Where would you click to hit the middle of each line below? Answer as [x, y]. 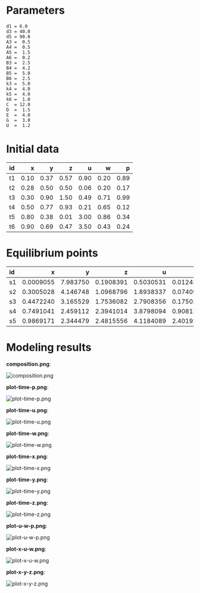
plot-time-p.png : [27, 387]
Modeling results [49, 347]
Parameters [36, 10]
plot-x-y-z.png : [26, 572]
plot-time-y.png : [27, 479]
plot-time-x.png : [27, 456]
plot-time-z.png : [27, 502]
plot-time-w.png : [28, 433]
